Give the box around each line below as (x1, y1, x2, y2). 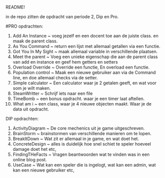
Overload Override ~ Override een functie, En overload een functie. (12, 64, 150, 70)
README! (5, 4, 25, 10)
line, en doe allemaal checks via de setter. (12, 75, 98, 80)
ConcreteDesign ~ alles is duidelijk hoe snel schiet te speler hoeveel (12, 141, 152, 147)
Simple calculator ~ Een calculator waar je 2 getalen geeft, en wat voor (12, 80, 157, 86)
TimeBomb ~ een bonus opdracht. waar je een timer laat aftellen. (12, 96, 145, 102)
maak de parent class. (12, 38, 58, 44)
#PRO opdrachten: (5, 23, 43, 29)
